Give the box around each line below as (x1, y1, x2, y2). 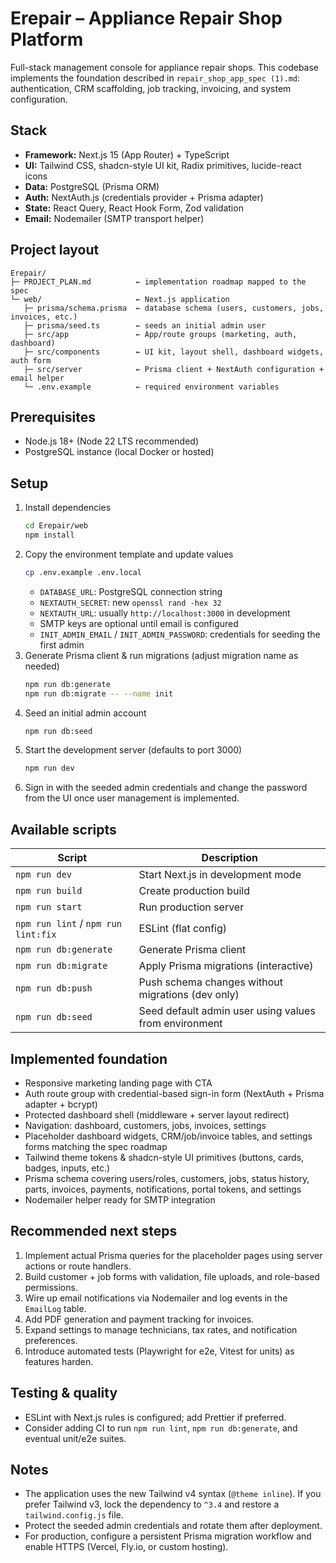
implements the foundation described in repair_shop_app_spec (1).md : (10, 72, 301, 84)
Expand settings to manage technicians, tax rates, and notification (24, 1323, 298, 1336)
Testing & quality (10, 1385, 118, 1402)
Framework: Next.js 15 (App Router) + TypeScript (24, 148, 230, 161)
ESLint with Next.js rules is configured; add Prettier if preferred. (24, 1411, 287, 1423)
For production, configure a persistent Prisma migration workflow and (24, 1530, 312, 1542)
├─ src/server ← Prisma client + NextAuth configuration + (23, 364, 325, 374)
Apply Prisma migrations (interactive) (138, 959, 314, 973)
